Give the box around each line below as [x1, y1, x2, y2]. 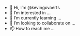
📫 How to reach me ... [9, 26, 55, 31]
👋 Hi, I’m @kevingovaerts [9, 5, 60, 10]
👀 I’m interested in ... [9, 10, 51, 16]
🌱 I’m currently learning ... [9, 15, 62, 20]
